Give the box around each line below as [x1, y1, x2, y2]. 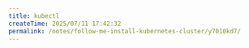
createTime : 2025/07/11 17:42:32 [8, 20, 122, 28]
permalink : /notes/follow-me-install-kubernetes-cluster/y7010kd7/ [8, 27, 242, 35]
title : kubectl [8, 11, 60, 20]
